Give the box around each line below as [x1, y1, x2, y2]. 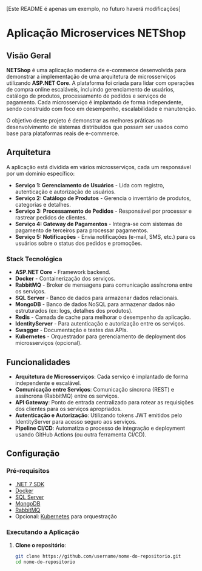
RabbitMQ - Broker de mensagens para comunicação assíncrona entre [15, 281, 193, 289]
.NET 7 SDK [15, 480, 45, 487]
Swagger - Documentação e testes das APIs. [15, 327, 129, 334]
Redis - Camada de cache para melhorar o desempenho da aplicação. [15, 313, 191, 321]
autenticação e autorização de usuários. [15, 188, 116, 195]
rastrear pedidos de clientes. [15, 213, 87, 221]
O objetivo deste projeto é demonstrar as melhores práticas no [6, 117, 163, 124]
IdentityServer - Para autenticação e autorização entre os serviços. [15, 320, 186, 327]
